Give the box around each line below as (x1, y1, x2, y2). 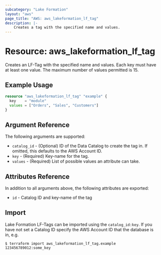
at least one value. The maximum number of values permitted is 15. (5, 67, 139, 73)
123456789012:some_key (5, 245, 51, 250)
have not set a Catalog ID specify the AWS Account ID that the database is (5, 226, 154, 232)
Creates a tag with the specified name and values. (14, 25, 120, 30)
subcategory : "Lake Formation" (5, 7, 68, 12)
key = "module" (9, 98, 47, 103)
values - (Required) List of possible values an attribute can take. (12, 158, 140, 165)
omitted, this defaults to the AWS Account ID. (12, 148, 103, 154)
